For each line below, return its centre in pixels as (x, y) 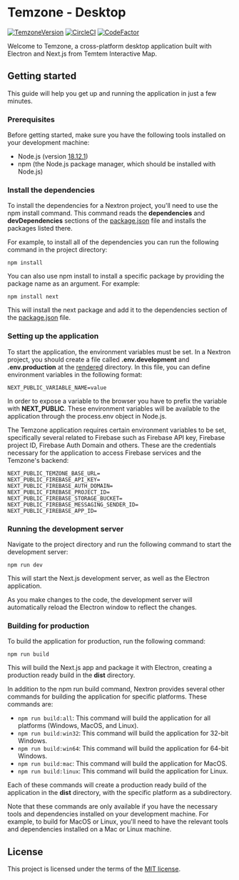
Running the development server (66, 529)
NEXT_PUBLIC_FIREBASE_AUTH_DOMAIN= (60, 486)
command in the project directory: (57, 250)
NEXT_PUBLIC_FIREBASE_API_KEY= (54, 479)
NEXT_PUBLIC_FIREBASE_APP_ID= (52, 511)
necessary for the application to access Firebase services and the (105, 452)
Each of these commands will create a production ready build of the (107, 785)
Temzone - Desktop (67, 12)
